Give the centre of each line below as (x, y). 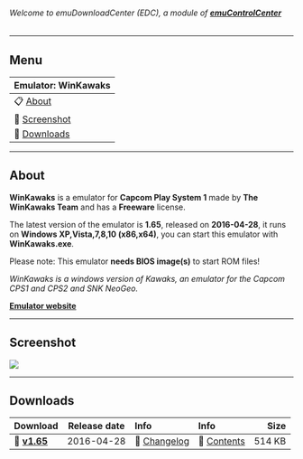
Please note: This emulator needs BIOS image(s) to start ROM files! (134, 261)
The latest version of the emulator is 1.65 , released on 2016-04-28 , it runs (148, 224)
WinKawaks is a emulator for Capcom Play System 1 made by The (134, 197)
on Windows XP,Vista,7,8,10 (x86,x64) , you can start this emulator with (144, 234)
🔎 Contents (221, 441)
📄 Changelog (162, 441)
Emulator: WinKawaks (62, 86)
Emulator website (43, 305)
